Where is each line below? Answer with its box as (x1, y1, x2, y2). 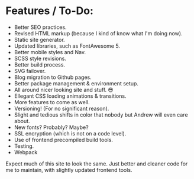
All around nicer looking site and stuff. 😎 (14, 86, 114, 93)
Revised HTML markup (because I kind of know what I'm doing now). (14, 29, 183, 37)
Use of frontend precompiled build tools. (14, 136, 114, 143)
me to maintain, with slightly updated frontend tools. (5, 166, 132, 173)
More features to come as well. (14, 98, 90, 105)
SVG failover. (14, 67, 46, 74)
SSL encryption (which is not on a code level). (14, 130, 127, 137)
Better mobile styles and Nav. (14, 48, 86, 55)
